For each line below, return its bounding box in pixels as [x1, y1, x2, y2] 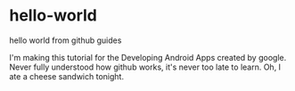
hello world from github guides [9, 35, 122, 45]
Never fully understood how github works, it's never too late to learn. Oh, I [9, 62, 282, 72]
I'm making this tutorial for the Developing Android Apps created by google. [9, 52, 287, 62]
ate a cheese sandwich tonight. [9, 70, 125, 81]
